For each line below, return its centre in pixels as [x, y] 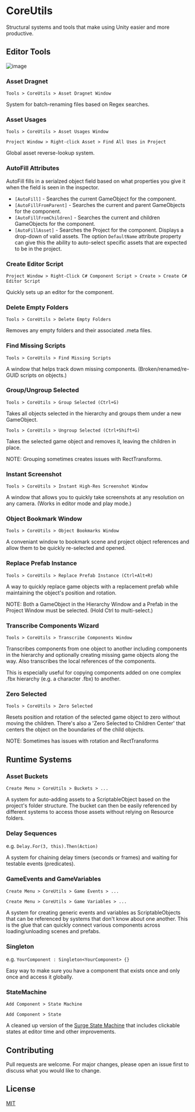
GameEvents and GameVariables [54, 879]
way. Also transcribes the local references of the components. [81, 661]
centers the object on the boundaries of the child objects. [75, 730]
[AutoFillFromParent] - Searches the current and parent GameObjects [100, 205]
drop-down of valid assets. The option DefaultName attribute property [98, 236]
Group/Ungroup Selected [42, 390]
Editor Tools [28, 52]
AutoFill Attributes [33, 168]
